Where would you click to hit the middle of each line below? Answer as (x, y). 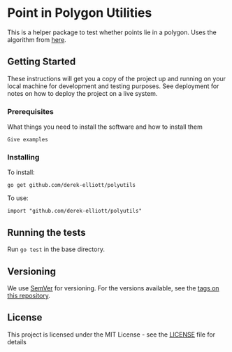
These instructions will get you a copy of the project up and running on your (116, 78)
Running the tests (46, 232)
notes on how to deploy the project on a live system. (82, 93)
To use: (18, 198)
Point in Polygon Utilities (80, 13)
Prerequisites (30, 111)
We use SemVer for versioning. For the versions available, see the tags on (113, 288)
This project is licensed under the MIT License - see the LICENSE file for (111, 335)
